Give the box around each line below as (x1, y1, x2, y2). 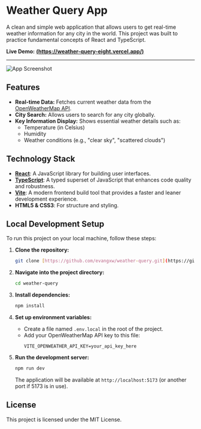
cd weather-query (14, 280, 59, 286)
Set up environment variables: (14, 314, 92, 321)
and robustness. (14, 182, 55, 189)
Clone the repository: (14, 246, 69, 253)
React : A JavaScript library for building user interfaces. (14, 170, 151, 177)
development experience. (14, 195, 78, 203)
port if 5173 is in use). (14, 382, 68, 389)
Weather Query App (6, 4, 108, 17)
